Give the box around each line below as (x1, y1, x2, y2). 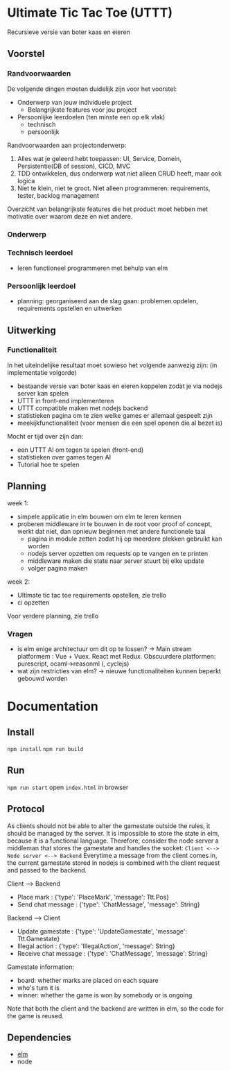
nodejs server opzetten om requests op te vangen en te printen (27, 549, 209, 557)
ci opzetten (17, 598, 50, 607)
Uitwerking (7, 324, 57, 336)
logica (17, 176, 35, 185)
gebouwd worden (17, 674, 68, 682)
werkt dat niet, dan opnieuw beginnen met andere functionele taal (17, 527, 206, 535)
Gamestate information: (7, 963, 75, 971)
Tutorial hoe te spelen (17, 460, 80, 469)
